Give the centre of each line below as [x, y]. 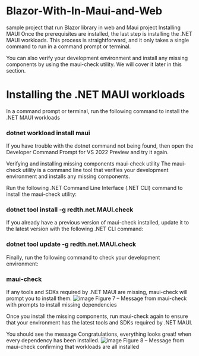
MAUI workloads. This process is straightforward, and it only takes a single [98, 40]
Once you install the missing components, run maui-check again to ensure [97, 316]
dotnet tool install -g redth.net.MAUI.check [70, 210]
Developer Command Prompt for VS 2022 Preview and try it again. [88, 152]
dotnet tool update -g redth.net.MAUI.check [71, 244]
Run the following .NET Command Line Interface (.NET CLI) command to [94, 188]
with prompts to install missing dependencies [61, 305]
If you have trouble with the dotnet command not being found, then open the [100, 146]
